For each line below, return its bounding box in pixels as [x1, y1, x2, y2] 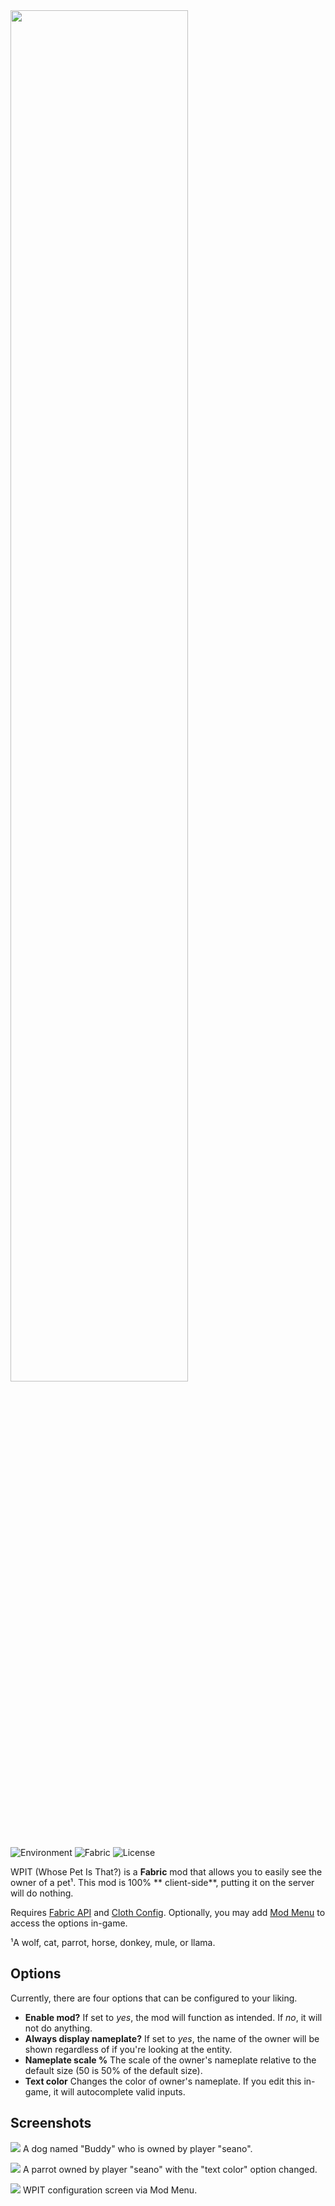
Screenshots [10, 2115, 92, 2132]
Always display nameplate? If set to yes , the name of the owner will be [24, 2032, 320, 2044]
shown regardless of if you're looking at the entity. [24, 2043, 233, 2055]
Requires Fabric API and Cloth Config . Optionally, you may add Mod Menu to [10, 1907, 326, 1918]
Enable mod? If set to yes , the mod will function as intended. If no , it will [24, 2011, 323, 2023]
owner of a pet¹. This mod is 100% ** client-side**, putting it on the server [10, 1877, 315, 1888]
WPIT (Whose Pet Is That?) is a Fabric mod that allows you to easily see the [10, 1866, 323, 1878]
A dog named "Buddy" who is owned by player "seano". [22, 2142, 253, 2154]
